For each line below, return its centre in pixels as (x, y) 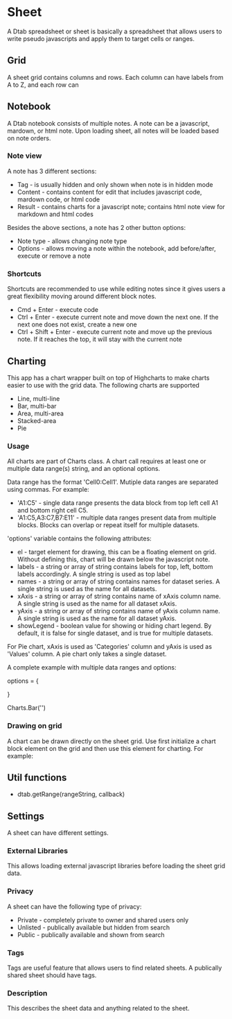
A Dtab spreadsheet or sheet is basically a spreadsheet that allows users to (115, 31)
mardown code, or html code (59, 199)
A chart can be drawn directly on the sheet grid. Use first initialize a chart (111, 741)
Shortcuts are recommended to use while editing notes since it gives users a (116, 289)
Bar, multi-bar (37, 406)
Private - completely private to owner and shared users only (103, 920)
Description (27, 993)
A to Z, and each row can (43, 85)
